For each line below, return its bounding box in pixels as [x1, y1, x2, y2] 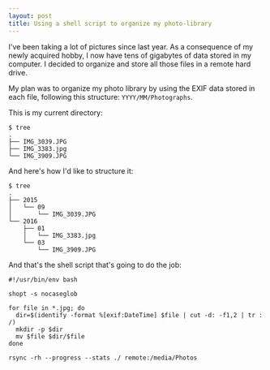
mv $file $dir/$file [15, 332, 85, 341]
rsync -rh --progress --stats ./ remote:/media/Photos [8, 354, 198, 362]
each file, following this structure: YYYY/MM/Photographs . [8, 92, 193, 101]
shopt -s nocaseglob [8, 290, 79, 298]
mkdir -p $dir [15, 325, 63, 333]
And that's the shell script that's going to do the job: [8, 260, 182, 269]
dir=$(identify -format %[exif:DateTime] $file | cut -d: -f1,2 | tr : [15, 311, 264, 319]
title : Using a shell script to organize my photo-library [8, 19, 212, 28]
